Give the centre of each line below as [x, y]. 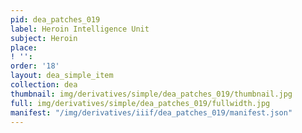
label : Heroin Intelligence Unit [80, 29]
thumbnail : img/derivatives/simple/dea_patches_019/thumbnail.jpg [151, 94]
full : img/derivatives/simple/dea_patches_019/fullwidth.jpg [140, 103]
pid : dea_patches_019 [55, 19]
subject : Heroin [44, 38]
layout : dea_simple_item [62, 76]
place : [24, 47]
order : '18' [35, 66]
